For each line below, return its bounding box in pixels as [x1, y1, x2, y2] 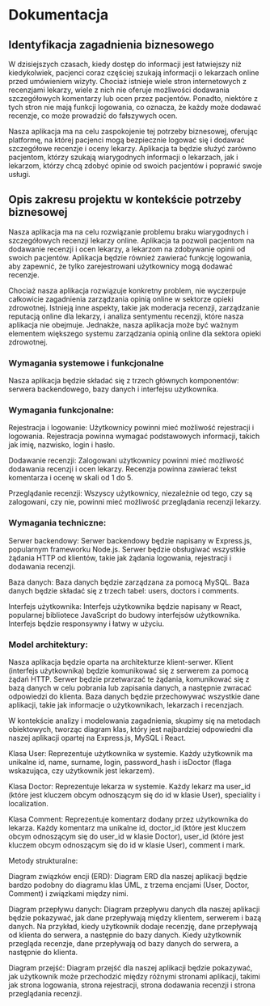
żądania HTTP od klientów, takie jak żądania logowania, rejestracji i [8, 552, 232, 563]
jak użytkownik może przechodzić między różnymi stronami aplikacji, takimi [8, 972, 260, 981]
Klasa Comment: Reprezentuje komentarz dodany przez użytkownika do [8, 814, 249, 824]
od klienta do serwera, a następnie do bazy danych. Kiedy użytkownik [8, 930, 242, 940]
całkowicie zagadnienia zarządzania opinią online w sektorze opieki [8, 294, 234, 304]
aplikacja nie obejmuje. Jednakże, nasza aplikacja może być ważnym [8, 319, 238, 329]
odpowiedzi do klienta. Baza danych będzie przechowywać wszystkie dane [8, 691, 260, 701]
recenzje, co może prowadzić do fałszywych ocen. [8, 111, 178, 120]
